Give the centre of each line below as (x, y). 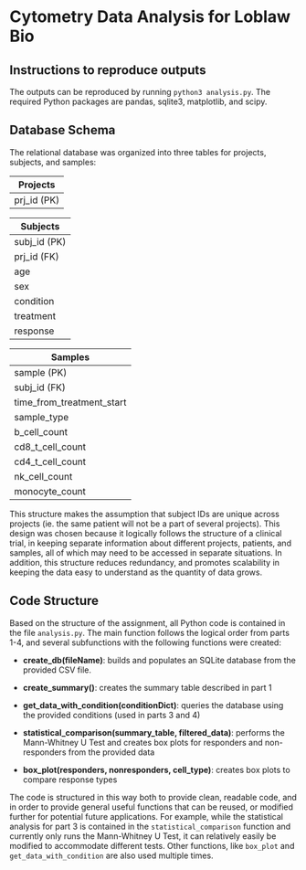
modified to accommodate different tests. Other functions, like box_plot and (152, 845)
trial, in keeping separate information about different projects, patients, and (151, 543)
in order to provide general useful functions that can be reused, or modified (152, 807)
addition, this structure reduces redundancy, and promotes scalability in (145, 562)
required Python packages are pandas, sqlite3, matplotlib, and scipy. (138, 101)
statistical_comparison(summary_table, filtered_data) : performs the (153, 732)
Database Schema (63, 130)
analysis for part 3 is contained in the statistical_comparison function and (150, 826)
